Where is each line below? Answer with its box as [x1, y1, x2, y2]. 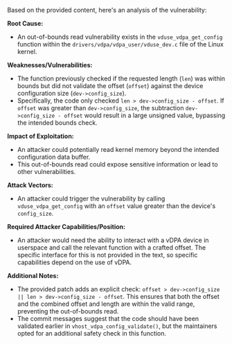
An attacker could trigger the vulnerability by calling [17, 194, 166, 203]
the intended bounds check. [17, 119, 98, 127]
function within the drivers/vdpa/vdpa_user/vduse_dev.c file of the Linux [17, 40, 224, 48]
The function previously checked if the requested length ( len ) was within [17, 74, 226, 83]
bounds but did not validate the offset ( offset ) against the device [17, 82, 204, 89]
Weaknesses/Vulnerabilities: [7, 61, 93, 69]
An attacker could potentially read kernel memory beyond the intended [17, 146, 220, 153]
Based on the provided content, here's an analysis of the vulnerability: [7, 6, 207, 14]
